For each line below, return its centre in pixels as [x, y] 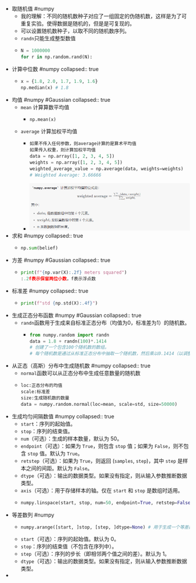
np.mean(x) [43, 119]
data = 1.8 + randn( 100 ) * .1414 [68, 341]
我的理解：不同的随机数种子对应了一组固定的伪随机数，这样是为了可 [104, 16]
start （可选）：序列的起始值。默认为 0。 [70, 539]
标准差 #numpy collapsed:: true [50, 291]
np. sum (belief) [39, 248]
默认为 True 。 [66, 453]
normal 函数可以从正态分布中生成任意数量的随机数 [81, 373]
